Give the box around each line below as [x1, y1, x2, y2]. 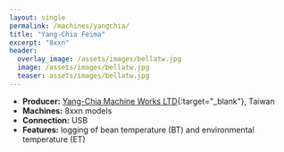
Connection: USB [21, 114, 88, 125]
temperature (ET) [21, 133, 87, 144]
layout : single [9, 13, 66, 22]
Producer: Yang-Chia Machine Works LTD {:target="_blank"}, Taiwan [21, 96, 275, 106]
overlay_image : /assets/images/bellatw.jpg [17, 55, 181, 63]
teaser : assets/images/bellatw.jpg [17, 72, 150, 80]
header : [9, 46, 38, 55]
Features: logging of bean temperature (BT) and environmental [21, 124, 255, 135]
